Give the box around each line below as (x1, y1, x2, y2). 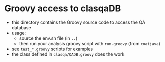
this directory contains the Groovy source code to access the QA (11, 19, 146, 25)
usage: (11, 30, 26, 36)
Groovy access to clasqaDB (4, 3, 121, 14)
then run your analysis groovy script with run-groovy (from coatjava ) (19, 40, 161, 46)
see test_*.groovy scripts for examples (11, 46, 93, 52)
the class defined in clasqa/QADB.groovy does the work (11, 51, 125, 57)
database (11, 24, 31, 30)
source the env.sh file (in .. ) (19, 35, 78, 41)
